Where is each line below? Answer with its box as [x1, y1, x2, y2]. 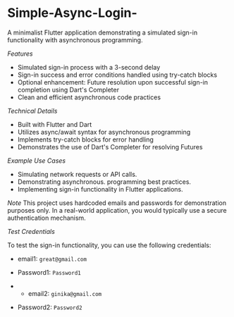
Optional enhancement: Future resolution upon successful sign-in [17, 77, 209, 86]
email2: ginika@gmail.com [27, 289, 102, 297]
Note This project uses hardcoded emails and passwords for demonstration [7, 199, 227, 207]
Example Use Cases [7, 156, 66, 165]
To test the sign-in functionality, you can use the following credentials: [7, 241, 211, 249]
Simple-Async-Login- [7, 5, 137, 21]
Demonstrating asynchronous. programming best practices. [17, 178, 192, 186]
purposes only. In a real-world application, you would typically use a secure [7, 206, 227, 214]
